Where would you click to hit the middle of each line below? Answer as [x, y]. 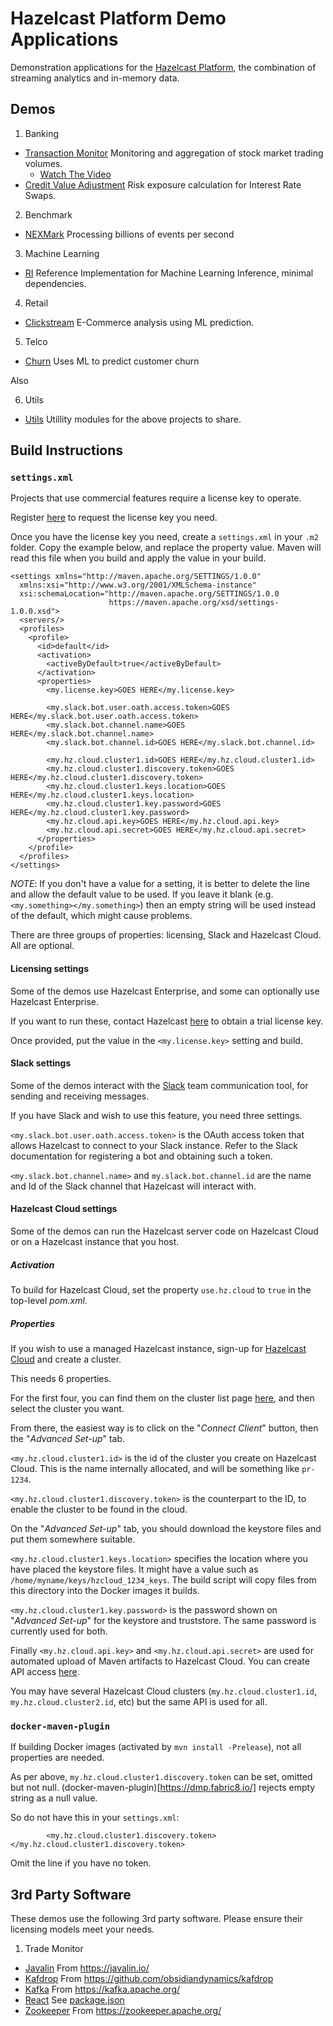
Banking [42, 133]
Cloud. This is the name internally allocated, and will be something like [155, 1468]
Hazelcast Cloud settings [64, 1209]
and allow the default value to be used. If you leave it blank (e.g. [142, 894]
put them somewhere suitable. [73, 1539]
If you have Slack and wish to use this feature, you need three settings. [156, 1115]
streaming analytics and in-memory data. [95, 78]
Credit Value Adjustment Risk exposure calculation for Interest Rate [163, 184]
